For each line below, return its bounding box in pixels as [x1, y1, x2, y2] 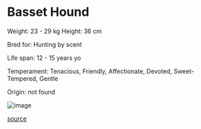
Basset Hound [7, 4, 89, 20]
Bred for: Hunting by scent [7, 40, 83, 48]
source [7, 115, 28, 123]
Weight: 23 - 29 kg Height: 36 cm [7, 27, 102, 35]
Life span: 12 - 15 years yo [7, 53, 81, 62]
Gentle [39, 74, 59, 83]
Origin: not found [7, 88, 56, 96]
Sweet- [173, 67, 195, 75]
